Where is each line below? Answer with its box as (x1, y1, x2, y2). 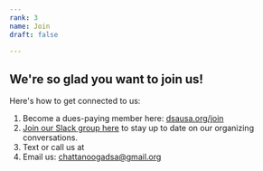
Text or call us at (22, 142, 85, 153)
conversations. (22, 132, 79, 143)
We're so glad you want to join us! (9, 71, 203, 87)
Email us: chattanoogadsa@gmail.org (22, 151, 162, 163)
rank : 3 (9, 13, 39, 23)
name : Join (9, 22, 51, 31)
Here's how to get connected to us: (9, 96, 141, 107)
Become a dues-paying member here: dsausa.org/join (22, 113, 224, 124)
